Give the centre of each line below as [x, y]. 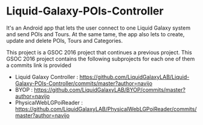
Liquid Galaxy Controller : [47, 77]
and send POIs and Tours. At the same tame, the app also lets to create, [95, 34]
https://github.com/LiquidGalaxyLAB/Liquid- [134, 77]
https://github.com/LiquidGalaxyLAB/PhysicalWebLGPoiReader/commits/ [106, 109]
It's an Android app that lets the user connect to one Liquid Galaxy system [98, 28]
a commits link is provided [39, 65]
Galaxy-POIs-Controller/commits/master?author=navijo [84, 83]
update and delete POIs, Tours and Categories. [64, 40]
